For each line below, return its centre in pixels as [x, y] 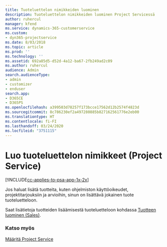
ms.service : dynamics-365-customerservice [50, 28]
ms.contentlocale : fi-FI [31, 121]
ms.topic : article [24, 47]
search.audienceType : [28, 75]
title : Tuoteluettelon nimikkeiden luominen [52, 10]
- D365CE [14, 98]
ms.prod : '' [17, 51]
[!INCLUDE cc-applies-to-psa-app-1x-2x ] [47, 180]
